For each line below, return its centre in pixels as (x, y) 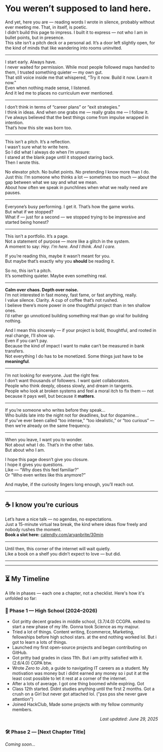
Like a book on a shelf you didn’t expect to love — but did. (63, 554)
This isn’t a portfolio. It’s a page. (37, 236)
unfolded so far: (21, 598)
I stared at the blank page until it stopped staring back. (60, 157)
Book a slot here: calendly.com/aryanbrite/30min (54, 535)
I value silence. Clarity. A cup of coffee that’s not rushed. (62, 300)
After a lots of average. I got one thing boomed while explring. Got (78, 683)
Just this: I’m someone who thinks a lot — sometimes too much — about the (81, 177)
